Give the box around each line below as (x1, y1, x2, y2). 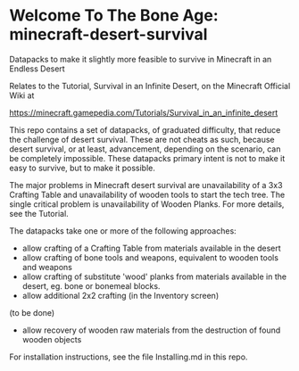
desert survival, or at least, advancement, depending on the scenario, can (9, 144, 281, 154)
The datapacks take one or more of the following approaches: (9, 225, 237, 236)
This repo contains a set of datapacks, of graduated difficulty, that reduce (9, 124, 281, 135)
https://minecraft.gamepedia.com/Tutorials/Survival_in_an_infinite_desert (9, 107, 278, 118)
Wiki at (9, 90, 35, 101)
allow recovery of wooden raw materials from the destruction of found (21, 325, 281, 335)
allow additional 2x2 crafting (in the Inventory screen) (21, 290, 220, 301)
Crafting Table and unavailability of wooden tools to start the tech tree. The (9, 189, 286, 200)
